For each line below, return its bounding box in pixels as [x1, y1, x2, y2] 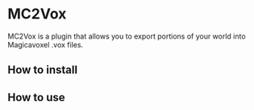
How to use [7, 90, 65, 104]
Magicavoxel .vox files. [7, 39, 84, 49]
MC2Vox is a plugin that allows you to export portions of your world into [7, 31, 247, 41]
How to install [7, 63, 78, 77]
